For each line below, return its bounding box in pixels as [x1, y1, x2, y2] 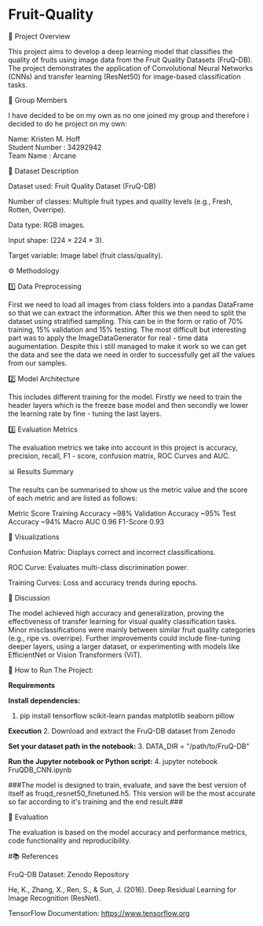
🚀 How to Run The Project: [8, 665, 94, 674]
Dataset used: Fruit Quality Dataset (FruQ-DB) [8, 181, 157, 190]
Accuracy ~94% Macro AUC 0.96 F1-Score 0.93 [8, 516, 165, 526]
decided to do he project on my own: [8, 119, 127, 128]
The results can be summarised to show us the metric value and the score [8, 485, 248, 494]
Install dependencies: [8, 696, 81, 705]
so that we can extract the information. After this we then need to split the [8, 308, 247, 318]
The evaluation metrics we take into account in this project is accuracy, [8, 443, 238, 452]
